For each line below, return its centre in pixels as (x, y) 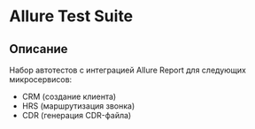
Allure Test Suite (71, 16)
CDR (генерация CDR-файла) (77, 115)
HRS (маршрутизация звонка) (78, 106)
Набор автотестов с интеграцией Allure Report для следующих (127, 70)
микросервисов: (41, 80)
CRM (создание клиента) (69, 96)
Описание (39, 49)
